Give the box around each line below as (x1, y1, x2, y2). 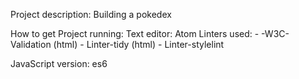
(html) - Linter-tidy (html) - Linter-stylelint (53, 39, 225, 50)
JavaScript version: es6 (10, 58, 108, 69)
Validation (10, 39, 52, 50)
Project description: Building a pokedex (10, 9, 172, 20)
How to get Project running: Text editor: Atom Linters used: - (10, 28, 260, 39)
